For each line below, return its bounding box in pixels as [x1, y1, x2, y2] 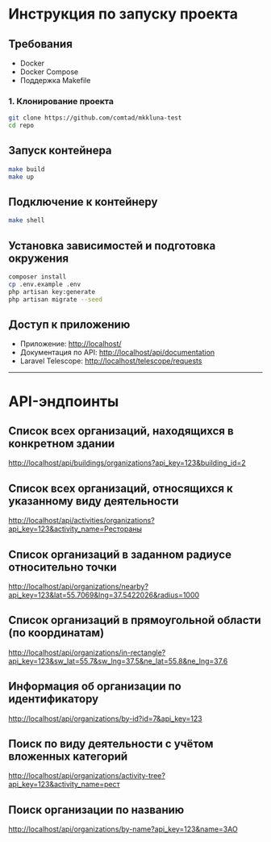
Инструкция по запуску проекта [8, 5, 239, 23]
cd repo [8, 122, 35, 130]
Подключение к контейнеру [8, 195, 158, 208]
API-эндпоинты [8, 392, 119, 410]
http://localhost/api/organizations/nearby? [8, 582, 149, 592]
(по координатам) [8, 626, 105, 640]
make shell [8, 216, 45, 224]
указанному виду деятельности [8, 494, 179, 508]
